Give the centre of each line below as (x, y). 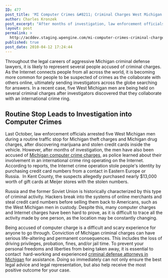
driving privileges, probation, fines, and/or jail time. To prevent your (74, 243)
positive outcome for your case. (38, 270)
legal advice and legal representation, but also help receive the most (75, 265)
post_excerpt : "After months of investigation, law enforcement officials (85, 24)
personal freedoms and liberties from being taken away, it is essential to (79, 249)
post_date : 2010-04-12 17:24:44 (39, 47)
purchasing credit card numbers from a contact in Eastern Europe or (75, 171)
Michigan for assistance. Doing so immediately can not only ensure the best (83, 259)
